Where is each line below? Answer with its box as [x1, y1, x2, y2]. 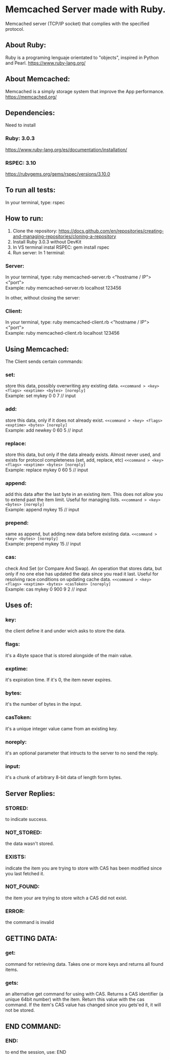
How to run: [5, 214, 44, 223]
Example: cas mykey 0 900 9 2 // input [5, 586, 87, 592]
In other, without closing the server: [5, 294, 80, 300]
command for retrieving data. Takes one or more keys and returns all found [5, 961, 164, 967]
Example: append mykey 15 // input [5, 507, 79, 513]
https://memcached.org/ [5, 94, 57, 100]
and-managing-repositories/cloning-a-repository [12, 233, 116, 239]
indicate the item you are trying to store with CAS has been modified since [5, 865, 162, 871]
